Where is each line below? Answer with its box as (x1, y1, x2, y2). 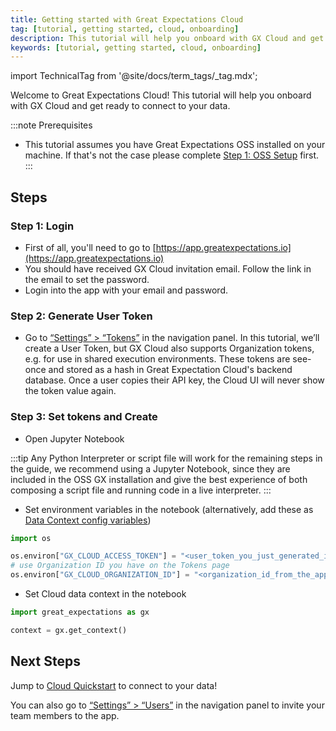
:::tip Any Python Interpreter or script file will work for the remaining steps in (10, 452, 323, 464)
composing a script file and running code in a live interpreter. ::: (10, 484, 272, 496)
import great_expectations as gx (10, 607, 150, 618)
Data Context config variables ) (24, 514, 152, 526)
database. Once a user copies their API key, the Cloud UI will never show (24, 374, 325, 386)
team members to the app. (10, 709, 120, 721)
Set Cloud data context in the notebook (24, 588, 187, 600)
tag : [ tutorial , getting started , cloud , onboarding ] (10, 24, 240, 34)
